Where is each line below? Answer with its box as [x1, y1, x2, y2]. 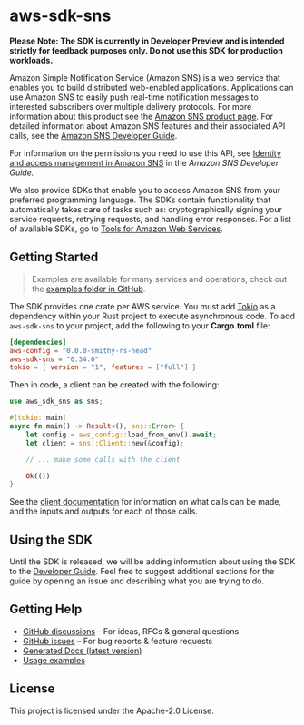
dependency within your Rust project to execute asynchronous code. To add [9, 310, 296, 321]
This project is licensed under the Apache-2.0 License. [9, 705, 215, 716]
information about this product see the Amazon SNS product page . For [9, 111, 274, 122]
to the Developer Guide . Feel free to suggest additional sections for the [9, 566, 275, 577]
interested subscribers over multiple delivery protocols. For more [9, 101, 252, 112]
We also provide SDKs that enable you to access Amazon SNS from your [9, 184, 281, 195]
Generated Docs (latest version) [22, 645, 142, 656]
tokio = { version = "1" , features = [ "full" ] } [9, 363, 197, 372]
